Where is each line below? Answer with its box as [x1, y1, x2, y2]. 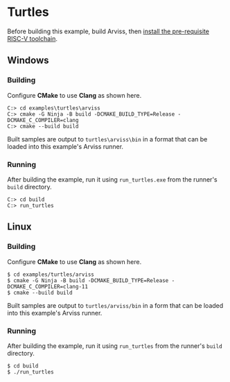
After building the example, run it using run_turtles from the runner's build [7, 341, 223, 350]
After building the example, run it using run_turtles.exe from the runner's [7, 175, 218, 184]
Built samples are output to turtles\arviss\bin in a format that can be [7, 134, 208, 143]
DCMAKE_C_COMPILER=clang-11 [7, 283, 89, 290]
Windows [7, 55, 49, 67]
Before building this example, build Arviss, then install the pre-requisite [7, 27, 210, 35]
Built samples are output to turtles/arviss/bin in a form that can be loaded [7, 301, 224, 309]
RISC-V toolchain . [7, 34, 57, 42]
